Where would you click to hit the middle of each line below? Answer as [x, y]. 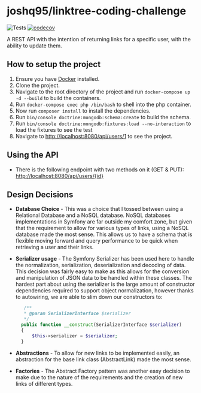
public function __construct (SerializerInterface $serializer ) [101, 325]
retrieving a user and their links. [54, 247]
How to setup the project [54, 64]
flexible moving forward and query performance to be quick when [97, 241]
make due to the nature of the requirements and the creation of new [99, 377]
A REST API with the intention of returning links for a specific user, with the [99, 39]
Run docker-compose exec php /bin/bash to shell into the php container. [103, 104]
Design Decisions [40, 194]
